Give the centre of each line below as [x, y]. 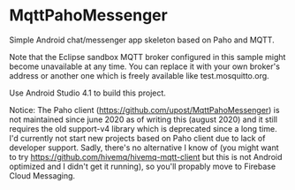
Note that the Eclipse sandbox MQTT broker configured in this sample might [147, 57]
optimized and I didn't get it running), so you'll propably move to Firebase [143, 166]
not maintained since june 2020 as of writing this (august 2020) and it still [144, 119]
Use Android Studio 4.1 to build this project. [87, 93]
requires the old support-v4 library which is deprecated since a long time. [143, 128]
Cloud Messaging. [42, 175]
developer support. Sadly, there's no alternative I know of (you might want [144, 148]
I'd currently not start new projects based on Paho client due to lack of [137, 138]
